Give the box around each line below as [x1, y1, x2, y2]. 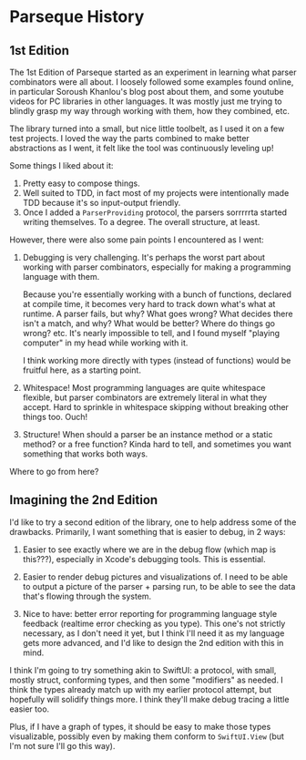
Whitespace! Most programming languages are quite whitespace [22, 383, 266, 393]
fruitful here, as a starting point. [22, 365, 141, 375]
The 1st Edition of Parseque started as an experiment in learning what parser [9, 67, 297, 77]
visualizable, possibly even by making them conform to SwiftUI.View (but [9, 731, 285, 742]
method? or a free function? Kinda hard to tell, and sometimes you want [22, 439, 291, 449]
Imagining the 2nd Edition [9, 492, 158, 508]
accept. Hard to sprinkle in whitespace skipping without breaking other [22, 402, 290, 412]
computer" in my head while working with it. [22, 337, 189, 348]
